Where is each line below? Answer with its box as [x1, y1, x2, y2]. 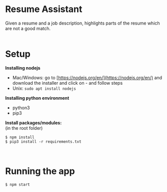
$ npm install [5, 134, 35, 140]
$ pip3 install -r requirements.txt [5, 139, 81, 144]
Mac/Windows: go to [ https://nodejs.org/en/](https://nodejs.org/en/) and [12, 74, 162, 81]
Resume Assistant [5, 4, 82, 15]
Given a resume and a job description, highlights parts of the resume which [5, 20, 160, 26]
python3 [12, 104, 30, 111]
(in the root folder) [5, 125, 43, 131]
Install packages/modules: [5, 119, 62, 126]
